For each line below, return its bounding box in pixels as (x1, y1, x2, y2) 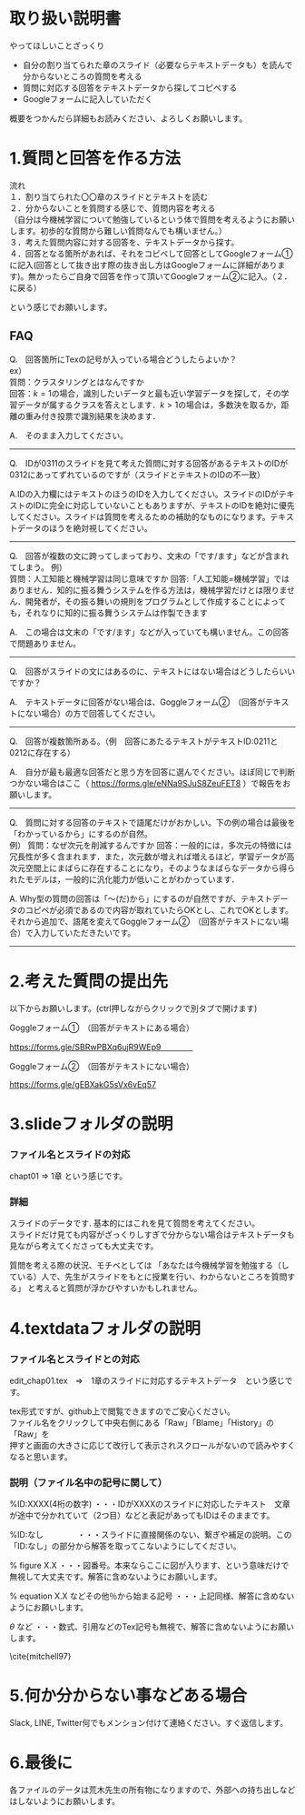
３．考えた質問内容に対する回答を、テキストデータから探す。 (9, 236, 240, 247)
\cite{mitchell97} (9, 1651, 72, 1662)
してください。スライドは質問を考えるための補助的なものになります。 (9, 511, 271, 522)
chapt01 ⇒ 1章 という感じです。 (9, 1170, 128, 1182)
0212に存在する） (9, 747, 75, 757)
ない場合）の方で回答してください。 (25, 707, 161, 718)
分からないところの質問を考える (22, 70, 143, 82)
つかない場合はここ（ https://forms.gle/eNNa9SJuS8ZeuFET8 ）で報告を (9, 777, 283, 788)
